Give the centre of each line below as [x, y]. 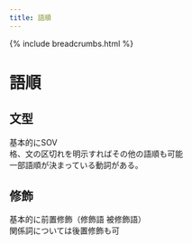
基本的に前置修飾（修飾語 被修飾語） [78, 220]
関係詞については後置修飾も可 [64, 230]
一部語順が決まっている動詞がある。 [76, 164]
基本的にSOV [33, 142]
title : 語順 [30, 18]
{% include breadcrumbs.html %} [71, 43]
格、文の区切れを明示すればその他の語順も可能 [96, 154]
